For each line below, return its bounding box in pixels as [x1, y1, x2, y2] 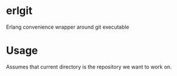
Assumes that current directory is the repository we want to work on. [6, 63, 172, 70]
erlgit [6, 4, 33, 18]
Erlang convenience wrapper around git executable [6, 23, 130, 30]
